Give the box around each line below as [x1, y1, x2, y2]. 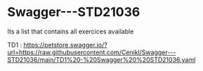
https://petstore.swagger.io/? [23, 40, 107, 49]
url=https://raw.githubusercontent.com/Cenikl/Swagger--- [7, 48, 176, 56]
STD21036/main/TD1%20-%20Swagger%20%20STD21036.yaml [7, 55, 196, 63]
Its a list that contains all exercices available [7, 27, 134, 35]
